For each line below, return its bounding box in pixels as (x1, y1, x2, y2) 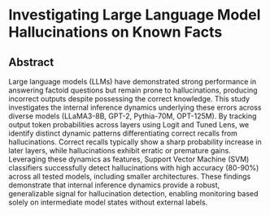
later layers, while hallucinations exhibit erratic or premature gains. (8, 146, 232, 155)
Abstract (8, 55, 54, 69)
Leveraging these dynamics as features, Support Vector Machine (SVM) (8, 154, 250, 164)
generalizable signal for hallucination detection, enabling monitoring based (8, 189, 259, 198)
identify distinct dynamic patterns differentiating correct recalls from (8, 128, 237, 138)
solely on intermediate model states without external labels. (8, 197, 208, 207)
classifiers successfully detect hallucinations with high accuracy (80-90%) (8, 163, 259, 172)
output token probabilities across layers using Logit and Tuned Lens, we (8, 120, 250, 129)
